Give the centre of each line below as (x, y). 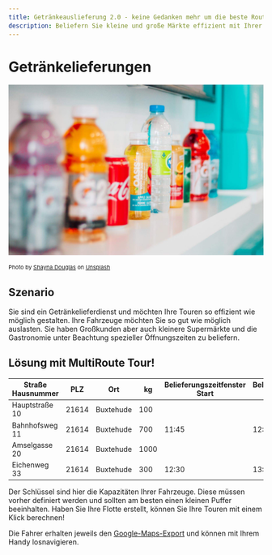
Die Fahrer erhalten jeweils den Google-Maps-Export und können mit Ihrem (134, 533)
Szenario (32, 292)
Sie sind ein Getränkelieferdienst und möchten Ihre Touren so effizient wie (132, 312)
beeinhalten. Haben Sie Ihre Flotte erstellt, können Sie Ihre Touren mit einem (135, 509)
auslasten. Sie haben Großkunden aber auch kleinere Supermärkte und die (133, 329)
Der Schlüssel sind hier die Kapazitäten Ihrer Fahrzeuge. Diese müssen (127, 492)
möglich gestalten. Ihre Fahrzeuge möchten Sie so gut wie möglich (120, 320)
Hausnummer (35, 394)
